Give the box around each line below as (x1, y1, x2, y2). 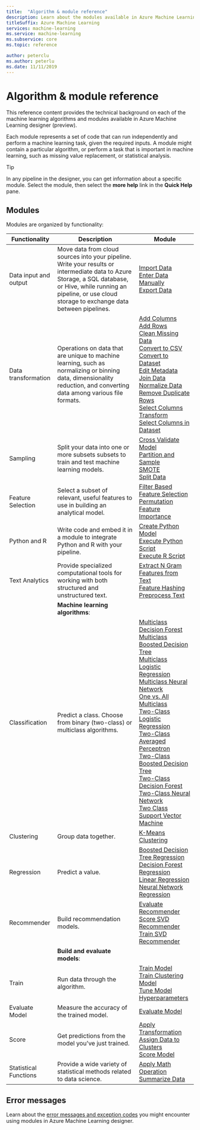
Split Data (139, 473, 166, 481)
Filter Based (139, 483, 173, 491)
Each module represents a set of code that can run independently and (6, 133, 178, 141)
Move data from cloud (57, 245, 119, 254)
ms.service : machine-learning (6, 31, 82, 37)
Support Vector (139, 811, 182, 820)
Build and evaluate (57, 947, 111, 956)
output (9, 279, 28, 287)
